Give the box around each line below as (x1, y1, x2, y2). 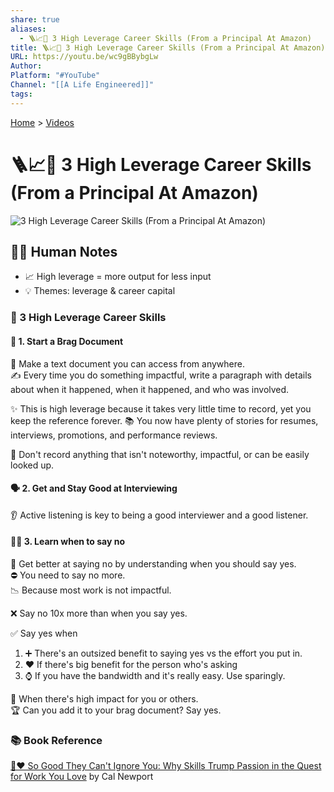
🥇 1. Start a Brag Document (10, 335, 124, 347)
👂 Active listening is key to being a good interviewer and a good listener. (10, 509, 309, 521)
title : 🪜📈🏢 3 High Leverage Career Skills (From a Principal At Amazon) (10, 42, 326, 53)
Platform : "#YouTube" (10, 71, 101, 81)
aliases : (10, 24, 47, 34)
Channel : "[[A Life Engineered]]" (10, 80, 155, 90)
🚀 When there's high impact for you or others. (10, 692, 199, 705)
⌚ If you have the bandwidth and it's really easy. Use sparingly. (24, 669, 286, 681)
